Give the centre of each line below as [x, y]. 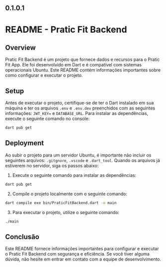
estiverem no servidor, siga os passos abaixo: [52, 165]
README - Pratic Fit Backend [66, 29]
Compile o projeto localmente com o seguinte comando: [70, 194]
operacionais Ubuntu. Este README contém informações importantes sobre [83, 70]
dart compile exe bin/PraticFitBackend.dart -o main [61, 203]
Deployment [25, 143]
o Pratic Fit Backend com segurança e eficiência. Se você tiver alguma [78, 254]
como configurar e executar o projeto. [44, 75]
